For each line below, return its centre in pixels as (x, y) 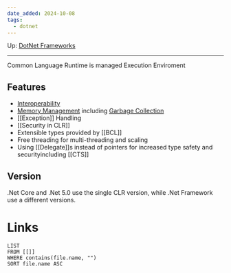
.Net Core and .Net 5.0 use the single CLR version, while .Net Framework (110, 192)
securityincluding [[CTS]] (53, 154)
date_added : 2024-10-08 (41, 13)
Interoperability (38, 104)
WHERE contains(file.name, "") (52, 258)
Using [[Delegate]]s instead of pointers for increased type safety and (115, 147)
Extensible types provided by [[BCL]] (69, 133)
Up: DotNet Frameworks (41, 46)
